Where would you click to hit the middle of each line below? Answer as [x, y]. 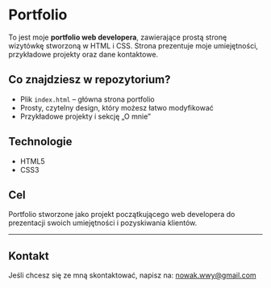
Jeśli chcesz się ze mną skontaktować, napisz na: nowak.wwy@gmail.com [132, 275]
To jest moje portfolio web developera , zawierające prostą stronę [118, 37]
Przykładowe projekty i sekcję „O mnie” [85, 116]
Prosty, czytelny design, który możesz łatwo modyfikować [117, 107]
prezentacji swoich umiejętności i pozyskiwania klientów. [103, 223]
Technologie [40, 142]
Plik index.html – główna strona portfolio [87, 99]
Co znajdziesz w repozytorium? [90, 79]
